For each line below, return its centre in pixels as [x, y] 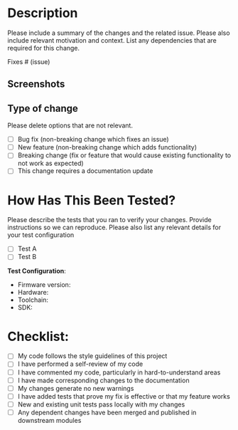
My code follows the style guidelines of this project [92, 356]
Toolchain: [33, 300]
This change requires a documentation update [85, 171]
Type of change [43, 108]
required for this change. [44, 48]
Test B [27, 257]
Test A [27, 249]
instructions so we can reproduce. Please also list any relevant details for [114, 227]
